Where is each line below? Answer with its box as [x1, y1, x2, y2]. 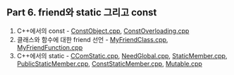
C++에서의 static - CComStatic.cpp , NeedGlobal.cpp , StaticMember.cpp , [16, 51, 228, 60]
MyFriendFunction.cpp [16, 43, 83, 51]
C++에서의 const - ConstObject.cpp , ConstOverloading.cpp [16, 27, 190, 35]
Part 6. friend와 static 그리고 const [6, 6, 157, 19]
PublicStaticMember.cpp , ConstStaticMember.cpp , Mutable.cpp [16, 59, 202, 68]
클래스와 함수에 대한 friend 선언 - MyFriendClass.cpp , [16, 35, 168, 43]
